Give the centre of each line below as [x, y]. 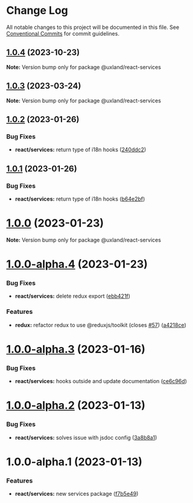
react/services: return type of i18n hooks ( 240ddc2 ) [81, 150]
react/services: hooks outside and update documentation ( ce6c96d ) [101, 381]
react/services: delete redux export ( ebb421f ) [73, 296]
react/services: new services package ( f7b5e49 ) [77, 494]
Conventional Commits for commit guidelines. [63, 33]
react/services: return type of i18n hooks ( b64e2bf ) [80, 199]
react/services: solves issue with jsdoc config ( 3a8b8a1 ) [86, 437]
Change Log [37, 11]
